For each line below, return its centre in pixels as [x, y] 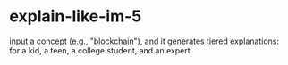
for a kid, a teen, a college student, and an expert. [101, 50]
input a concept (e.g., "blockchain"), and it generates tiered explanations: [144, 41]
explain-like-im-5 [76, 16]
